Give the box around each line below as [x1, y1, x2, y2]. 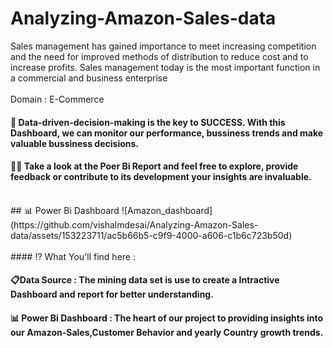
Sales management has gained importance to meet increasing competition [10, 40, 317, 52]
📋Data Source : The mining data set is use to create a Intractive [10, 274, 280, 286]
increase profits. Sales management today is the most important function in [10, 61, 321, 73]
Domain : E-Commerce [10, 93, 105, 105]
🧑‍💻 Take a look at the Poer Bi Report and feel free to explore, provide [10, 160, 299, 172]
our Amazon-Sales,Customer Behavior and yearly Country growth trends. [10, 326, 324, 338]
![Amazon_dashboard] [121, 204, 213, 216]
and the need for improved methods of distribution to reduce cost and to [10, 50, 309, 62]
